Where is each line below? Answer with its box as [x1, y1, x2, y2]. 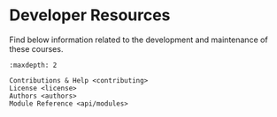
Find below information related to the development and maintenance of [9, 34, 268, 45]
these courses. [9, 43, 64, 54]
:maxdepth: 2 [9, 61, 58, 69]
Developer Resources [9, 5, 171, 26]
